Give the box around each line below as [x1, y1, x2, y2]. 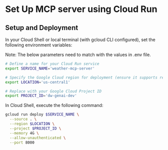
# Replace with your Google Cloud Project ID [5, 88, 101, 93]
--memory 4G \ [9, 130, 39, 135]
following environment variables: [5, 42, 72, 48]
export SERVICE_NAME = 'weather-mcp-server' [5, 66, 95, 71]
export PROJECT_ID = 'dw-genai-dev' [5, 93, 77, 98]
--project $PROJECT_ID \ [9, 126, 61, 131]
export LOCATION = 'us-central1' [5, 79, 70, 84]
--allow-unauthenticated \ [9, 135, 66, 140]
